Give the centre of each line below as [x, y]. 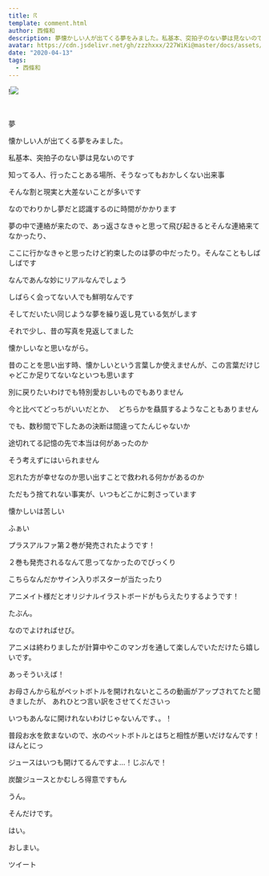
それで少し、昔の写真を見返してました [71, 331]
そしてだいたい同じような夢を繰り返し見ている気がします [103, 314]
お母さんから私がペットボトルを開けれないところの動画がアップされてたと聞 [134, 691]
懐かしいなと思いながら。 [50, 348]
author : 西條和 [32, 30]
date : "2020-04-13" [41, 53]
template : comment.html [48, 23]
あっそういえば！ [36, 674]
